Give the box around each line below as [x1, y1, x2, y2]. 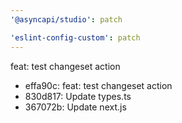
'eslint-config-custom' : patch [10, 32, 141, 43]
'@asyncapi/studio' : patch [10, 14, 123, 25]
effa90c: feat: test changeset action [24, 79, 173, 91]
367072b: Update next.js [24, 101, 127, 113]
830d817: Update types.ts [24, 90, 132, 102]
